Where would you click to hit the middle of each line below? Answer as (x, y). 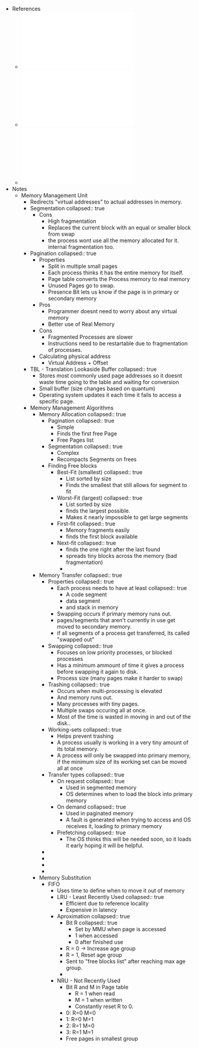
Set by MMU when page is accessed (121, 929)
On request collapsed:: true (91, 781)
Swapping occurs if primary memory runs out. (114, 614)
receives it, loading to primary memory (114, 826)
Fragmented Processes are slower (90, 337)
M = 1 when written (99, 1000)
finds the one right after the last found (113, 549)
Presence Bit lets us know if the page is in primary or (114, 292)
